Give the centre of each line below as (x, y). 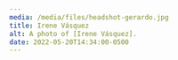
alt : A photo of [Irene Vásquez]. (73, 34)
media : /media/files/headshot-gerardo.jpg (89, 17)
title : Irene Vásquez (49, 26)
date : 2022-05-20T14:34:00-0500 (69, 42)
